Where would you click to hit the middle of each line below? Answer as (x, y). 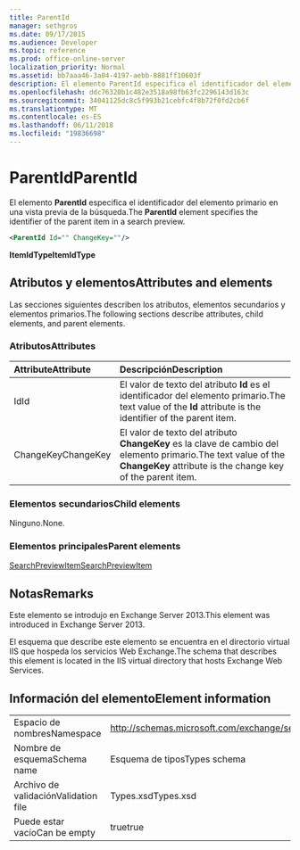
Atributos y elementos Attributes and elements (141, 283)
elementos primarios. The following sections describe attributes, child (136, 314)
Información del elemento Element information (140, 698)
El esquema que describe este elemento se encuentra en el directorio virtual (150, 642)
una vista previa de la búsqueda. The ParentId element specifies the (134, 211)
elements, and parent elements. (67, 323)
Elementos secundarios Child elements (95, 503)
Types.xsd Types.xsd (153, 796)
